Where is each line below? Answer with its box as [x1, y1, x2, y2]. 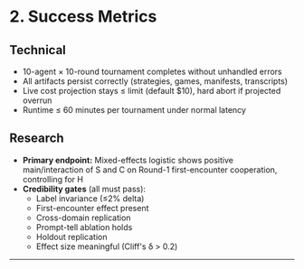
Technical [9, 42, 66, 58]
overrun [22, 95, 52, 106]
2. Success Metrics [9, 6, 157, 27]
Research [9, 131, 65, 146]
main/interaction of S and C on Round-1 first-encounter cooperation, [22, 164, 278, 175]
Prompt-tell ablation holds [35, 221, 133, 232]
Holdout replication [35, 231, 108, 242]
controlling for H [22, 173, 84, 184]
